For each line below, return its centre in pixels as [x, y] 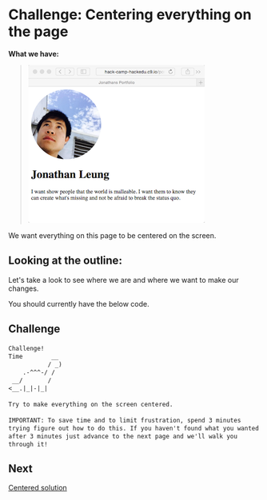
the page [38, 32]
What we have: [34, 54]
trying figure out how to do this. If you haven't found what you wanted [134, 428]
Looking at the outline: [65, 261]
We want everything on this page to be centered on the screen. [112, 235]
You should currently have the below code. [79, 304]
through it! [28, 444]
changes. [24, 288]
